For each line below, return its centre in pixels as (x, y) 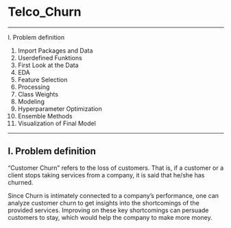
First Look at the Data (48, 65)
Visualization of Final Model (57, 123)
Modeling (31, 101)
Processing (34, 87)
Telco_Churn (45, 12)
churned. (21, 182)
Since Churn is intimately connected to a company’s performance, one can (113, 195)
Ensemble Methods (45, 116)
